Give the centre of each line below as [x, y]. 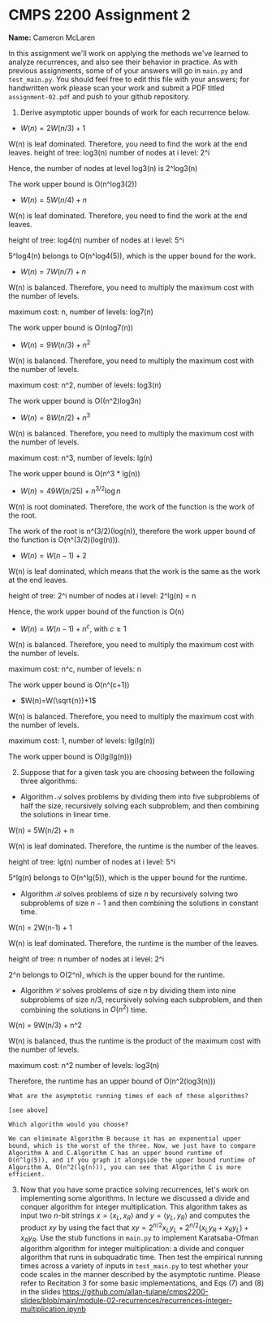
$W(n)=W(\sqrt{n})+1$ [58, 700]
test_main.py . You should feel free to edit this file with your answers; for [129, 79]
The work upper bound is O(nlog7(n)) [71, 327]
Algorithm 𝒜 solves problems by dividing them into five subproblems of [140, 796]
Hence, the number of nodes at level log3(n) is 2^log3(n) [103, 168]
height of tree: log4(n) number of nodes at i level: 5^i [96, 240]
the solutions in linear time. [65, 814]
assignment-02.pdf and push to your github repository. [99, 96]
